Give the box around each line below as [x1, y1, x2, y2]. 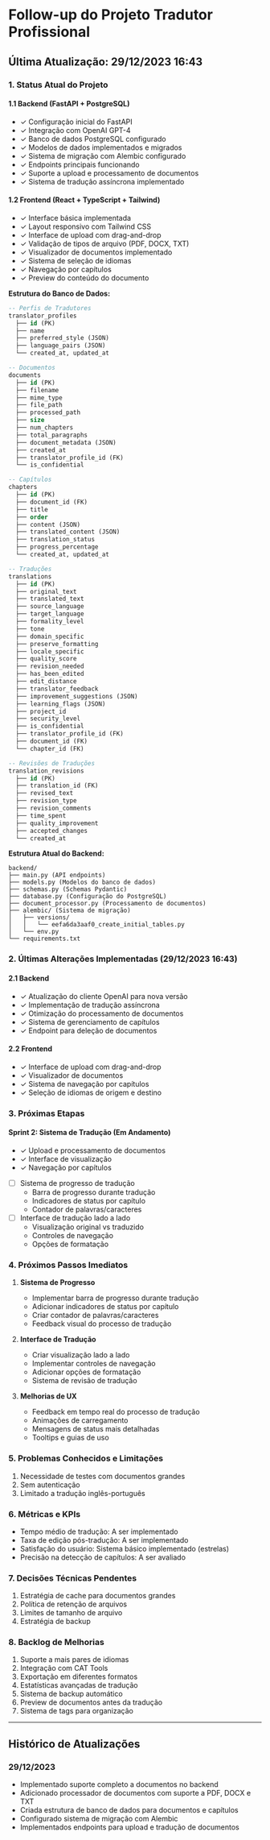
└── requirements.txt [8, 935, 81, 943]
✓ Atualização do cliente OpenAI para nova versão [19, 991, 188, 1001]
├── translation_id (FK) [15, 781, 99, 790]
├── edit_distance [15, 678, 78, 686]
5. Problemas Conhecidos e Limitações [8, 1453, 163, 1464]
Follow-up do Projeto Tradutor [8, 6, 213, 24]
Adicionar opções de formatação [31, 1367, 141, 1377]
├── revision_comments [15, 804, 92, 813]
